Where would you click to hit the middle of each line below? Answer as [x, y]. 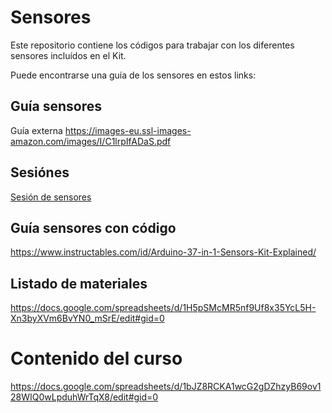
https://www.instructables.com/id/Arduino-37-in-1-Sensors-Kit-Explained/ [163, 252]
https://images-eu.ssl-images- [128, 130]
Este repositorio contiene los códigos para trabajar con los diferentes [152, 45]
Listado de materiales [79, 283]
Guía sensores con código [93, 227]
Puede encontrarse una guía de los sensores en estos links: [133, 75]
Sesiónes [40, 172]
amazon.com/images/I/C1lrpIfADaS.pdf [91, 141]
